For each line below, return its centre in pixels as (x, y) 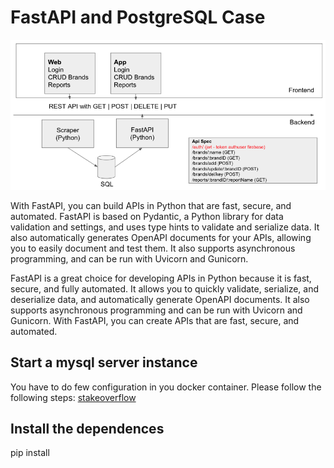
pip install (30, 453)
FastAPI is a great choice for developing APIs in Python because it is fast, (161, 278)
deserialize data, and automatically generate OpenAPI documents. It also (160, 299)
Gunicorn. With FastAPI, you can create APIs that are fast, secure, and (155, 320)
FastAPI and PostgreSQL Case (138, 17)
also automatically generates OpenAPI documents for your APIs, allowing (161, 237)
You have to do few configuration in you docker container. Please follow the (166, 387)
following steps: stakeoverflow (73, 397)
